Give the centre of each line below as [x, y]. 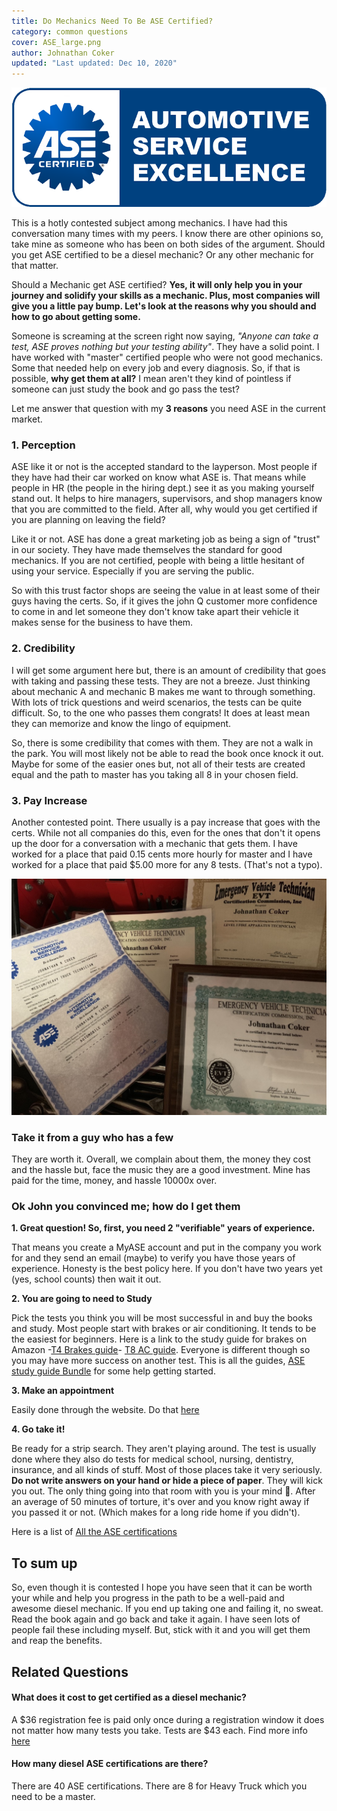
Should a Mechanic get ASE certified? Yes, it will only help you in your [157, 284]
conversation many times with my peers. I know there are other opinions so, [167, 233]
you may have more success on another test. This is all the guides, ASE [158, 1361]
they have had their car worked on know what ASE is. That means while [159, 477]
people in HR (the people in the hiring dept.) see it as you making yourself [163, 488]
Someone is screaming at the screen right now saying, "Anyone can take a [165, 336]
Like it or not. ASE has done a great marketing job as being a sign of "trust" [166, 539]
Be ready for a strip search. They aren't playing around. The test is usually [164, 1449]
